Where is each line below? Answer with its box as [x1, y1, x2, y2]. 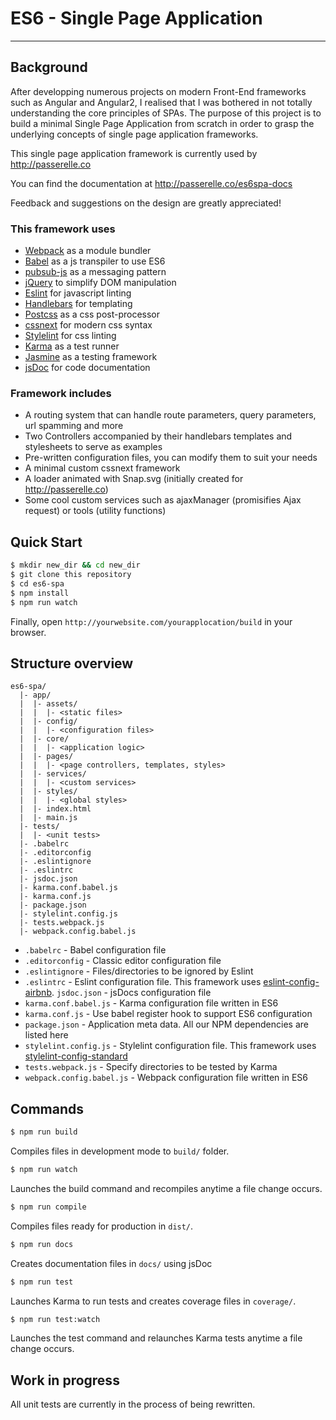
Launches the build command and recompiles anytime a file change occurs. [10, 1182, 323, 1194]
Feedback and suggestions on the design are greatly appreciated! [10, 197, 282, 209]
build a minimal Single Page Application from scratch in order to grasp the [10, 117, 315, 129]
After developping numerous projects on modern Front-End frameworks [10, 85, 307, 97]
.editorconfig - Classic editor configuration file [24, 955, 222, 967]
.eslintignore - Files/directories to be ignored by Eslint [24, 965, 254, 977]
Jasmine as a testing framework [24, 351, 158, 363]
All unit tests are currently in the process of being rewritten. [10, 1398, 256, 1411]
